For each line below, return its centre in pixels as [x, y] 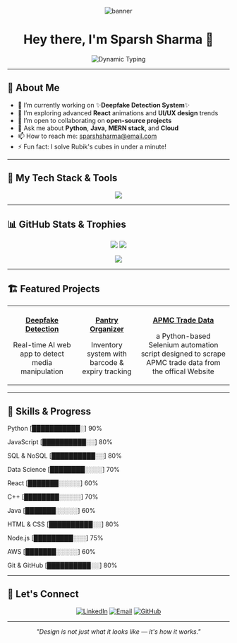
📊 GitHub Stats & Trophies [67, 224]
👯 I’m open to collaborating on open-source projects [95, 120]
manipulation [42, 371]
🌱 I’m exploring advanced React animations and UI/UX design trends [118, 112]
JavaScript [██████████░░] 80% [60, 442]
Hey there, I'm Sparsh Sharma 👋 [119, 40]
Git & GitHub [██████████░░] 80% [62, 565]
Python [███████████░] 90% [55, 428]
